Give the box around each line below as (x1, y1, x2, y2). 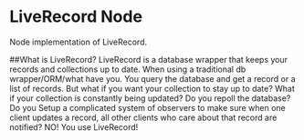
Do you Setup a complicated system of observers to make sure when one (9, 102, 286, 113)
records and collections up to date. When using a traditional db (9, 64, 246, 75)
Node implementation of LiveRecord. (9, 36, 148, 47)
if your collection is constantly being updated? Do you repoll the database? (9, 93, 291, 104)
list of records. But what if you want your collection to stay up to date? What (9, 83, 295, 94)
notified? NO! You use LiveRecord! (9, 121, 139, 133)
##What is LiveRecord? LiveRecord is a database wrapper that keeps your (9, 54, 288, 65)
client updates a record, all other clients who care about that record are (9, 112, 278, 123)
